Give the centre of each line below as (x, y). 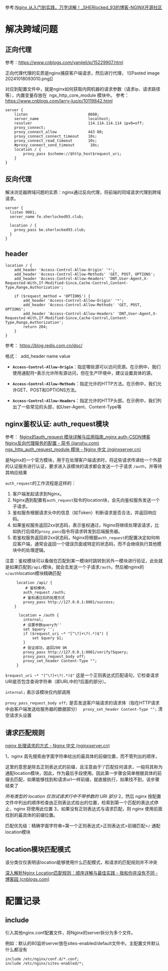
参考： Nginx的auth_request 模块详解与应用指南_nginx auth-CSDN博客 (78, 437)
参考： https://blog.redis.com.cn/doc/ (44, 345)
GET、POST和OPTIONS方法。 (48, 390)
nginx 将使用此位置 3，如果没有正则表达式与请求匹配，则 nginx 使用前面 (88, 809)
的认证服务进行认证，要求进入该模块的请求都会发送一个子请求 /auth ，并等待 (84, 466)
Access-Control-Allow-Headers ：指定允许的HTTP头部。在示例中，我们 (85, 400)
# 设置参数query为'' (43, 625)
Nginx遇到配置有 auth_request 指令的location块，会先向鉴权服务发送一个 (86, 500)
